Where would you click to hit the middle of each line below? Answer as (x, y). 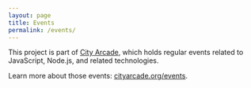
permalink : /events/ (42, 30)
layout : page (30, 15)
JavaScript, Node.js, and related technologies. (84, 60)
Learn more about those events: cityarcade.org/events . (98, 76)
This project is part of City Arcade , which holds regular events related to (126, 53)
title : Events (32, 23)
